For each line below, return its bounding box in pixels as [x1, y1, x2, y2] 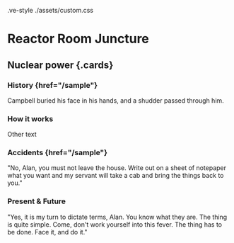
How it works [7, 113, 54, 123]
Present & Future [7, 196, 66, 206]
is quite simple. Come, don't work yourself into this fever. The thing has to [7, 220, 223, 229]
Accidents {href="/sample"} [7, 148, 108, 158]
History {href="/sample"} [7, 80, 98, 90]
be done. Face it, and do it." [7, 227, 88, 236]
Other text [7, 130, 37, 139]
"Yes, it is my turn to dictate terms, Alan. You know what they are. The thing [7, 213, 228, 221]
